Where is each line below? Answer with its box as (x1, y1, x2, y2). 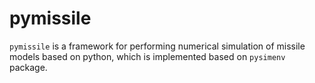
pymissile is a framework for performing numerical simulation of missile (9, 40, 306, 52)
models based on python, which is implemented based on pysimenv (9, 50, 286, 62)
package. (9, 61, 48, 73)
